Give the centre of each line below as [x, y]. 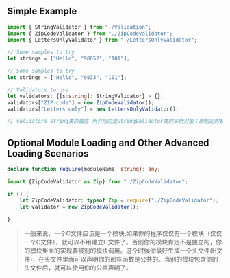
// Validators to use [38, 90]
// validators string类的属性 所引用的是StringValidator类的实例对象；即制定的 [113, 121]
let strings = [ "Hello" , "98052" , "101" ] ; [68, 59]
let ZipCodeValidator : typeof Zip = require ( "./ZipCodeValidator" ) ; [119, 200]
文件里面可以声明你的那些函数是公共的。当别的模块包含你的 [134, 259]
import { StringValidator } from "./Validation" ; [79, 27]
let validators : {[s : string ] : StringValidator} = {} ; [86, 96]
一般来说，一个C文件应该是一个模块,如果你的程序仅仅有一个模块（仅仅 [123, 233]
